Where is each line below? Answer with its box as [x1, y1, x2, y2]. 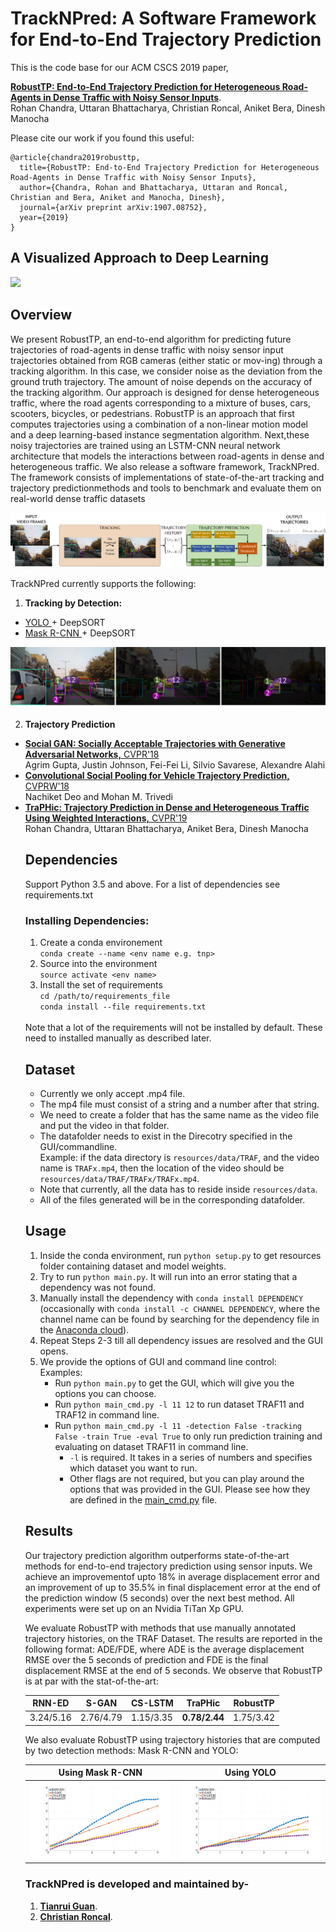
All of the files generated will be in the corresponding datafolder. [39, 1194, 306, 1206]
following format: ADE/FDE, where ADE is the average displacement [24, 1643, 305, 1655]
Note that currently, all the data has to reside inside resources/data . [39, 1183, 318, 1196]
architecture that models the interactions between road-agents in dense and [10, 450, 325, 462]
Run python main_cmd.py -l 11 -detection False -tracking [54, 1419, 302, 1431]
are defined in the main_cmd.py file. [69, 1493, 218, 1506]
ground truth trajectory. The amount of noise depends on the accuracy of [10, 375, 313, 387]
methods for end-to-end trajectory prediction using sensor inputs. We [24, 1560, 313, 1572]
